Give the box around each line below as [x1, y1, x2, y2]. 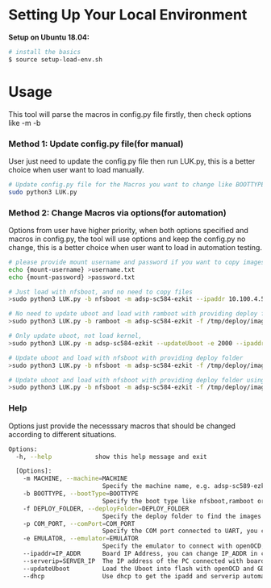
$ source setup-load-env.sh [8, 55, 103, 64]
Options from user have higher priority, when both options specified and [8, 225, 248, 235]
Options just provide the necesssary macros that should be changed [8, 421, 236, 431]
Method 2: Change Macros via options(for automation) [8, 207, 227, 219]
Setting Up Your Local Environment [8, 6, 248, 24]
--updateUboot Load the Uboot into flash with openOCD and [23, 565, 254, 573]
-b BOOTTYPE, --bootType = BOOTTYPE [23, 490, 139, 498]
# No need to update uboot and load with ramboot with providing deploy [8, 310, 258, 318]
